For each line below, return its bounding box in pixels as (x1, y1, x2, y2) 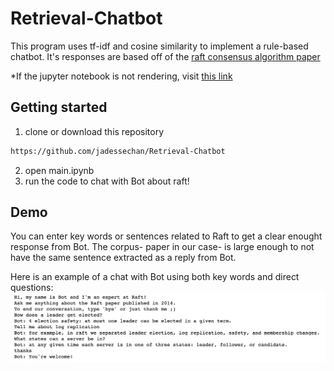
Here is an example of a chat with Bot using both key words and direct (10, 271, 300, 283)
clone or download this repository (24, 125, 165, 137)
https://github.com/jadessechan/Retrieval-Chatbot (10, 146, 226, 156)
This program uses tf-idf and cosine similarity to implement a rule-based (10, 40, 309, 52)
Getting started (10, 99, 108, 116)
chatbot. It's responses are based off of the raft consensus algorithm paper (10, 50, 321, 62)
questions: (10, 282, 54, 294)
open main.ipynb (24, 164, 95, 176)
